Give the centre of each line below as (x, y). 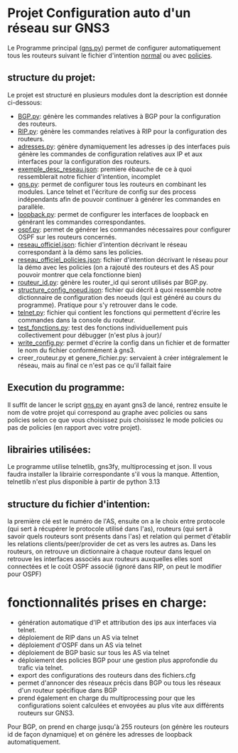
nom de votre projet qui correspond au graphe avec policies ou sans (107, 412)
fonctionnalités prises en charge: (107, 603)
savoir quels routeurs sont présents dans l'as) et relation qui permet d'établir (119, 536)
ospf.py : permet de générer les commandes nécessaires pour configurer (124, 229)
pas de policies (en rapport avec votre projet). (75, 427)
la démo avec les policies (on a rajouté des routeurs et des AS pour (116, 267)
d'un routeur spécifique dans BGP (67, 690)
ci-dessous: (25, 102)
